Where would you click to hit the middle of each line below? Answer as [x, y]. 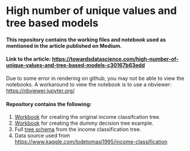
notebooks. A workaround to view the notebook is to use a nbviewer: [89, 84]
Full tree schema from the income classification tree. [78, 129]
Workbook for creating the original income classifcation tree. [87, 117]
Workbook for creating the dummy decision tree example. [84, 123]
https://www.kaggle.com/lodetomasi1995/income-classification [91, 142]
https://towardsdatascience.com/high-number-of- [115, 59]
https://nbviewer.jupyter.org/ [40, 90]
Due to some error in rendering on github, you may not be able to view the [95, 78]
